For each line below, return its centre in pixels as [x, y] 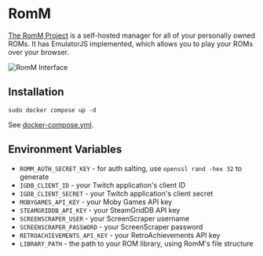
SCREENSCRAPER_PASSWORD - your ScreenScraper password [111, 227]
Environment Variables [65, 150]
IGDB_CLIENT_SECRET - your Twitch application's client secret [116, 193]
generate [34, 177]
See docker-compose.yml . [51, 124]
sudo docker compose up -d [52, 110]
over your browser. [38, 52]
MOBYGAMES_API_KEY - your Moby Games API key [96, 202]
